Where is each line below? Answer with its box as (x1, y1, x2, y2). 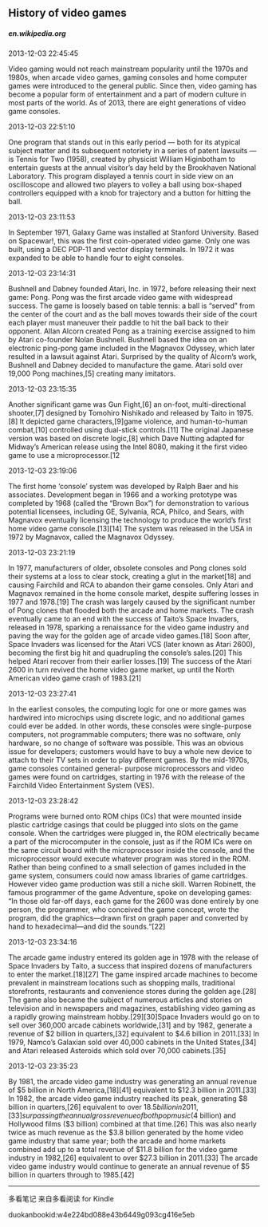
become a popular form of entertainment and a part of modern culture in (8, 89, 247, 99)
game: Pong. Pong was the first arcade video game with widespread (8, 293, 234, 302)
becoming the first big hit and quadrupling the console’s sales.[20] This (8, 648, 242, 657)
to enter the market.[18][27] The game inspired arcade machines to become (8, 969, 258, 980)
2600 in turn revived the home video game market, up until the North (8, 665, 235, 675)
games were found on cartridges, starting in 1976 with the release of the (8, 772, 246, 782)
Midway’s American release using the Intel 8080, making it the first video (8, 442, 248, 452)
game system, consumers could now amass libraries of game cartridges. (8, 871, 248, 881)
